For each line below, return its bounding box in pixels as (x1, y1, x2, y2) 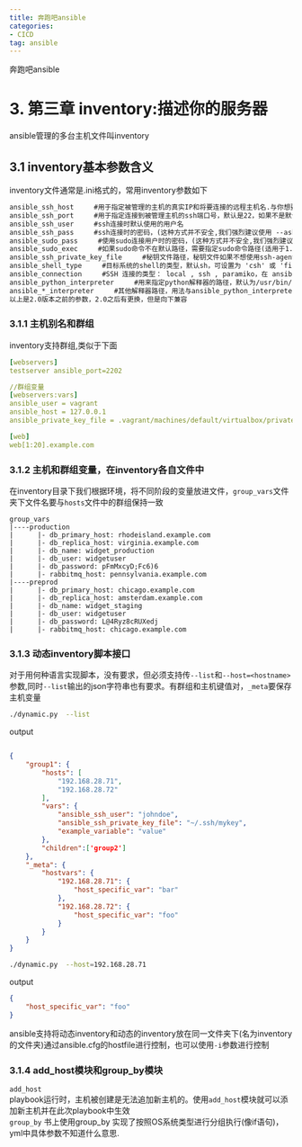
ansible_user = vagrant (9, 399, 99, 408)
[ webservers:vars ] (9, 390, 78, 400)
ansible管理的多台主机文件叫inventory (9, 130, 150, 141)
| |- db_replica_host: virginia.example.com (9, 538, 200, 547)
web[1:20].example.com (9, 440, 94, 450)
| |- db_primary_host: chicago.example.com (9, 586, 195, 595)
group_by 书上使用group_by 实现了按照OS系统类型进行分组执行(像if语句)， (9, 1116, 284, 1127)
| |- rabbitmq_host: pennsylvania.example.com (9, 569, 207, 578)
